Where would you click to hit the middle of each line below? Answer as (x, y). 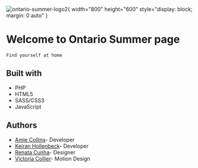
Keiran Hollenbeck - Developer (52, 146)
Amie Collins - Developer (45, 140)
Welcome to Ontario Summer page (93, 39)
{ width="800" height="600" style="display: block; (130, 9)
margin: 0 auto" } (27, 15)
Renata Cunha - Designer (45, 152)
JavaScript (28, 106)
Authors (22, 126)
